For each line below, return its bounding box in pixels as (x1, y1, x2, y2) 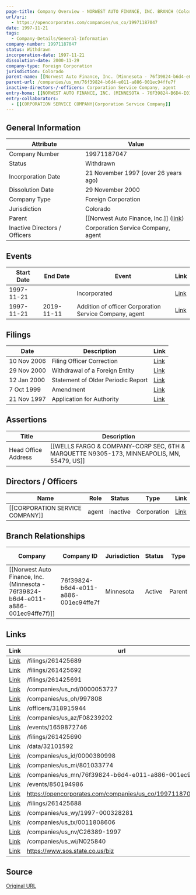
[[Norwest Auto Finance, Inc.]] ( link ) (85, 214, 184, 222)
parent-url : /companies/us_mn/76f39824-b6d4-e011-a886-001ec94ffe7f (6, 80, 176, 85)
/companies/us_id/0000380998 (26, 752, 116, 760)
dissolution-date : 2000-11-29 (6, 57, 80, 63)
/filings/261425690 (26, 733, 82, 741)
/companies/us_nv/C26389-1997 (26, 828, 121, 836)
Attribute (31, 140, 57, 148)
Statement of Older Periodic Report (51, 376, 148, 384)
